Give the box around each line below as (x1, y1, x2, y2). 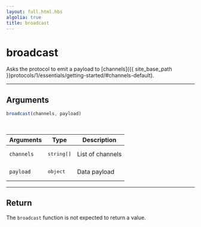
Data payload (77, 167, 115, 175)
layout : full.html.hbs (6, 8, 63, 15)
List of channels (77, 150, 122, 158)
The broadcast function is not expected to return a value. (6, 214, 147, 221)
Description (82, 136, 117, 144)
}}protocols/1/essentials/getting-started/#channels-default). (6, 72, 154, 79)
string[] (47, 151, 72, 157)
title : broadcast (6, 20, 50, 26)
